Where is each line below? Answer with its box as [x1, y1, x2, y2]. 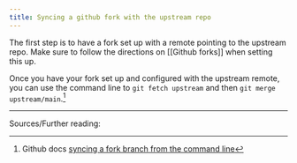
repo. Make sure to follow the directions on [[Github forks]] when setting [9, 46, 273, 57]
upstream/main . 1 [9, 92, 66, 104]
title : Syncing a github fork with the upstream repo [9, 12, 212, 22]
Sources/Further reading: [9, 118, 102, 129]
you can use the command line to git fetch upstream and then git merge [9, 82, 276, 93]
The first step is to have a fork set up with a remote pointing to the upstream [9, 37, 286, 48]
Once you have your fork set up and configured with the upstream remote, [9, 72, 280, 84]
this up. [9, 56, 37, 66]
